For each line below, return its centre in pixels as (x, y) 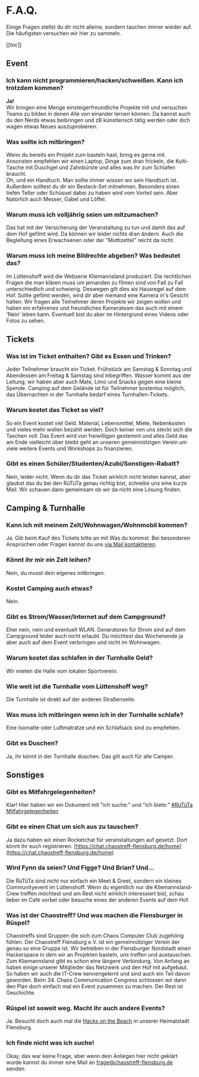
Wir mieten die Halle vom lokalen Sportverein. (62, 671)
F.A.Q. (22, 10)
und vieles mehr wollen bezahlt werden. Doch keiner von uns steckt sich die (99, 429)
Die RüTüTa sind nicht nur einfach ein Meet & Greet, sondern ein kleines (94, 881)
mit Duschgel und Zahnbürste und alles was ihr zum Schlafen (100, 167)
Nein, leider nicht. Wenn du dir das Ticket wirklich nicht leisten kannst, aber (99, 476)
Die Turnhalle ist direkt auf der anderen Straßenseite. (71, 699)
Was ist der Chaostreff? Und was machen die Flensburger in (94, 915)
